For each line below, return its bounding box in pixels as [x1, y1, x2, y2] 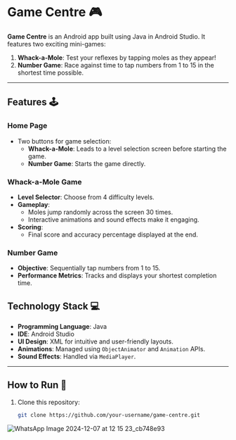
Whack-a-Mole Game [7, 177, 82, 187]
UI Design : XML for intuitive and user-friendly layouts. [17, 337, 173, 346]
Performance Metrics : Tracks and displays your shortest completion [17, 271, 217, 280]
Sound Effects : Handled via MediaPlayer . [17, 352, 136, 361]
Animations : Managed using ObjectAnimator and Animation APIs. [17, 345, 206, 353]
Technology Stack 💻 [7, 300, 100, 312]
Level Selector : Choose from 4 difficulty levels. [17, 193, 155, 201]
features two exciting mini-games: [7, 39, 107, 48]
